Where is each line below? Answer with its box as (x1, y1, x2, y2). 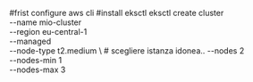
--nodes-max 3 (9, 64, 66, 75)
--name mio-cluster (9, 17, 82, 28)
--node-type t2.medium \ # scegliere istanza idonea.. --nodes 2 (9, 45, 245, 56)
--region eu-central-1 (9, 27, 88, 37)
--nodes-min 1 (9, 55, 63, 65)
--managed (9, 36, 52, 46)
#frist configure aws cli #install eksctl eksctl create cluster (9, 8, 224, 18)
